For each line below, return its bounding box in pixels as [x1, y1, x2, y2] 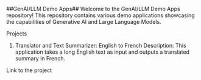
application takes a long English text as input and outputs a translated [15, 48, 190, 56]
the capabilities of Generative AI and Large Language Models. [6, 18, 161, 25]
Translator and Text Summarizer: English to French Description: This [15, 42, 187, 49]
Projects [6, 30, 27, 37]
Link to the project [6, 67, 52, 74]
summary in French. [15, 55, 66, 62]
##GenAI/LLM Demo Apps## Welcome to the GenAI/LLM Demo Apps [6, 5, 181, 12]
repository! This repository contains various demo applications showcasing [6, 12, 195, 19]
